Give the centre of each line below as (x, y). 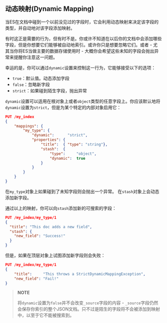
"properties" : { (48, 140)
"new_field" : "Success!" (40, 236)
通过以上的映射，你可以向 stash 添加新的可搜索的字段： (61, 208)
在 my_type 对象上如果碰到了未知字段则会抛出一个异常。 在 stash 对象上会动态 (82, 191)
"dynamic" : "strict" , (60, 135)
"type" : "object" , (73, 154)
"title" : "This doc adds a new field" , (51, 227)
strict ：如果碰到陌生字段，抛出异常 (49, 90)
